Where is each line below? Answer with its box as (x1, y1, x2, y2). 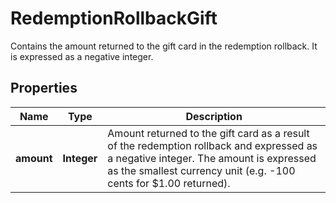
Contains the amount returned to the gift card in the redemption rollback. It (10, 40, 318, 52)
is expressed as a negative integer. (10, 50, 154, 62)
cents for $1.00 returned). (107, 176, 231, 190)
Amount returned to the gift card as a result (107, 126, 310, 140)
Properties (10, 80, 78, 97)
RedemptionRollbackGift (10, 7, 218, 30)
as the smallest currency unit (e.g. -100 (107, 163, 296, 177)
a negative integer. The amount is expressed (107, 151, 317, 165)
